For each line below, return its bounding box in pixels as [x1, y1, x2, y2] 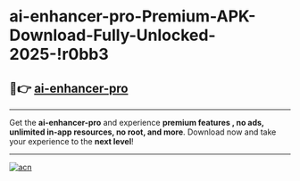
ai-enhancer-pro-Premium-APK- [9, 6, 256, 27]
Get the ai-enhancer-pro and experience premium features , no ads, [9, 118, 265, 128]
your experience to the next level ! [9, 136, 134, 146]
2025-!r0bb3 [9, 45, 109, 64]
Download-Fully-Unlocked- [9, 25, 216, 45]
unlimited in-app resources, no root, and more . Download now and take [9, 127, 277, 137]
